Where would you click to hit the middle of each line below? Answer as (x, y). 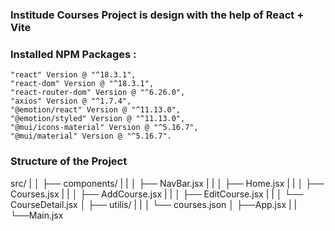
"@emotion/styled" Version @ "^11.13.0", (98, 119)
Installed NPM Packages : (73, 54)
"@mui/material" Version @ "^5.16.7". (91, 136)
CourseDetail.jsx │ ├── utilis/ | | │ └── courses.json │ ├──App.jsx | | (154, 204)
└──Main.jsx (37, 215)
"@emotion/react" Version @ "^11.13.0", (96, 110)
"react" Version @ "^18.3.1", (73, 75)
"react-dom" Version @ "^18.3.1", (82, 84)
